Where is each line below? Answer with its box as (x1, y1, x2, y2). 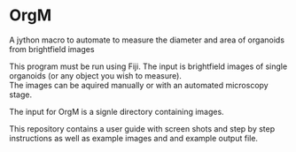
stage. (9, 89, 33, 100)
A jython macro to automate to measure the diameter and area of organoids (9, 34, 285, 45)
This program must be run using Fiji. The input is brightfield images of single (9, 61, 288, 72)
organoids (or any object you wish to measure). (9, 70, 182, 80)
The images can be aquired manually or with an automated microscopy (9, 80, 269, 90)
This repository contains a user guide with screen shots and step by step (9, 123, 276, 133)
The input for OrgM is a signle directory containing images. (9, 106, 224, 117)
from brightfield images (9, 43, 95, 54)
